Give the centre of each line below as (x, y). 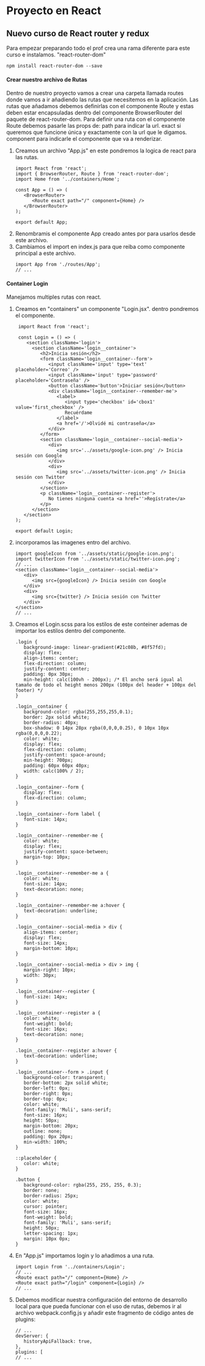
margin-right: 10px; (50, 970)
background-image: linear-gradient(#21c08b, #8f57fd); (95, 648)
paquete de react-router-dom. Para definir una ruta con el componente (96, 119)
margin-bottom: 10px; (51, 949)
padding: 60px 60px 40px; (57, 766)
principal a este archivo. (46, 253)
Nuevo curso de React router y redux (78, 33)
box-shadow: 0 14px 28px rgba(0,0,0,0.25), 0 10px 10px (96, 728)
